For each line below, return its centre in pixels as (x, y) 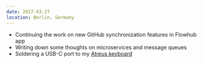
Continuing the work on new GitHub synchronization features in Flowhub (106, 34)
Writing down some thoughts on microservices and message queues (101, 47)
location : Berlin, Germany (40, 17)
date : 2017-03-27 (28, 12)
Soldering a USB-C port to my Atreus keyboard (74, 53)
